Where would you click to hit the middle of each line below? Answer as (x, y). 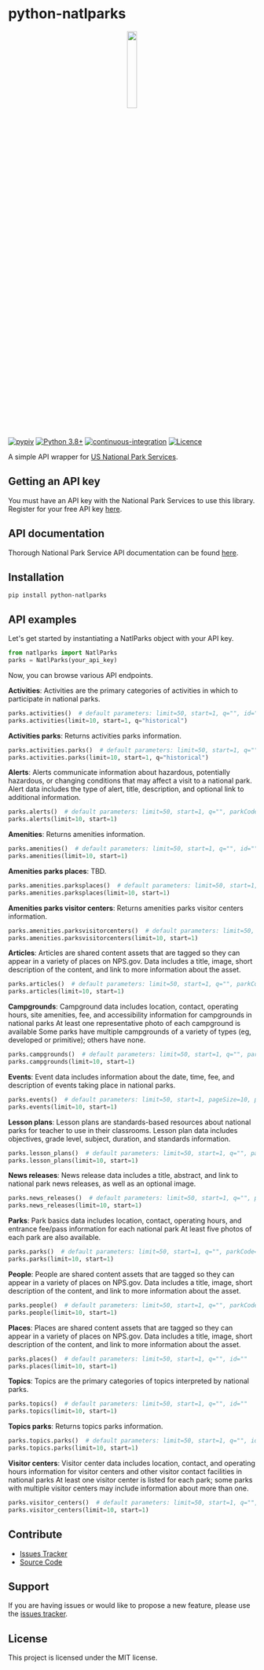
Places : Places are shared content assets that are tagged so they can (121, 1327)
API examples (42, 619)
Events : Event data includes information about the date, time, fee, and (121, 1076)
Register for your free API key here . (65, 509)
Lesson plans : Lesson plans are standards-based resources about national (130, 1122)
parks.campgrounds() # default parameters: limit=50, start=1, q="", (126, 1055)
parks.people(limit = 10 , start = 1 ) (63, 1313)
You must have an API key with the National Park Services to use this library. (132, 500)
